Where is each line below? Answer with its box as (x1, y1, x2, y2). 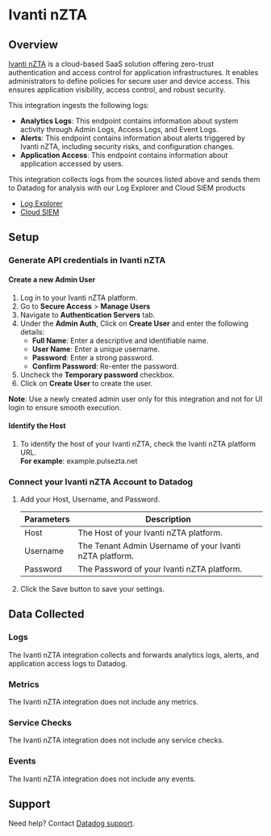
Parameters (23, 514, 70, 525)
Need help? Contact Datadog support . (8, 818, 135, 828)
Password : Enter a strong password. (31, 352, 154, 362)
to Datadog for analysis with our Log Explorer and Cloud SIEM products (8, 183, 246, 193)
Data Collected (8, 607, 85, 622)
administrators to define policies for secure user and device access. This (8, 77, 251, 85)
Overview (8, 38, 59, 52)
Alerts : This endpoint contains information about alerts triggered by (19, 133, 246, 143)
